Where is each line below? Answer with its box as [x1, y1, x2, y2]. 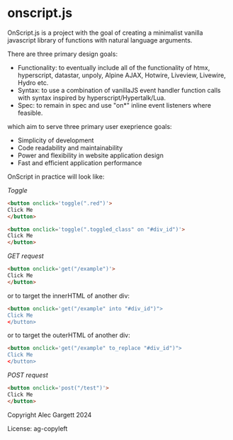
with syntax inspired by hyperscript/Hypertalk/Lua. [17, 94, 166, 102]
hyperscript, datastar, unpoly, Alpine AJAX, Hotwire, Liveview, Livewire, [17, 71, 227, 79]
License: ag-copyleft [7, 424, 68, 433]
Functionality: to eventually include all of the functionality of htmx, [17, 63, 210, 72]
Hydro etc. [17, 78, 49, 86]
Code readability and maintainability [17, 143, 123, 152]
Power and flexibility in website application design [17, 151, 164, 159]
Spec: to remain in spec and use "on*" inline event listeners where [17, 101, 211, 109]
